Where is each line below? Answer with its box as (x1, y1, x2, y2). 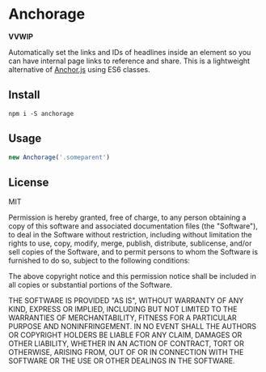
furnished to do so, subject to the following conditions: (8, 256, 190, 266)
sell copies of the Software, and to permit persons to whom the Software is (8, 247, 259, 257)
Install (8, 88, 40, 102)
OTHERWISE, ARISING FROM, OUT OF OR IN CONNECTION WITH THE (8, 348, 244, 357)
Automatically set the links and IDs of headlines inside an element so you (8, 47, 251, 57)
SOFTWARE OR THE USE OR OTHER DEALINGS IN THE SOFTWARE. (8, 356, 235, 366)
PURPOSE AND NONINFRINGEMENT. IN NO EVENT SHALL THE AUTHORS (8, 322, 257, 331)
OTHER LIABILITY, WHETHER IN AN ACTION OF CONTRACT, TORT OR (8, 339, 244, 348)
